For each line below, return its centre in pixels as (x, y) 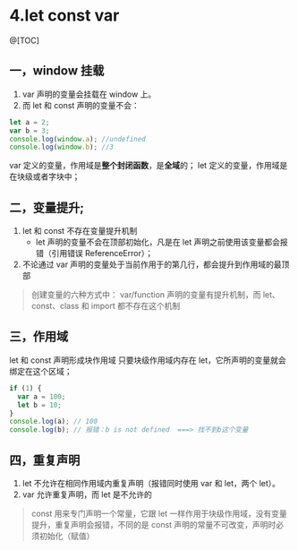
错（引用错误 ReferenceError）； (94, 254)
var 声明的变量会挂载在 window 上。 (89, 94)
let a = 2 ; (30, 122)
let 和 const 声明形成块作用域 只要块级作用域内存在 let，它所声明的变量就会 (148, 360)
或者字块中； (56, 176)
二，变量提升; (47, 207)
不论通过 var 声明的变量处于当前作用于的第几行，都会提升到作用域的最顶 (156, 264)
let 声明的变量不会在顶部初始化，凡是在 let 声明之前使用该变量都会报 (162, 242)
